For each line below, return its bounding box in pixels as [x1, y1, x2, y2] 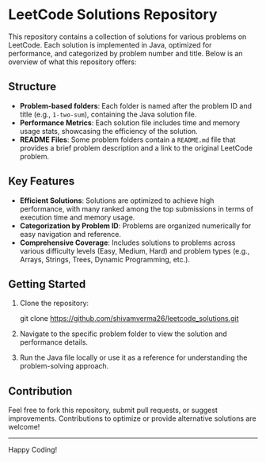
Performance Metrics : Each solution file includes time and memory [19, 117, 240, 128]
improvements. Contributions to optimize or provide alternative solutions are [8, 414, 256, 423]
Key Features [8, 174, 75, 188]
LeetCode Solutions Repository [8, 6, 218, 24]
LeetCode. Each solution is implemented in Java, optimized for [8, 40, 212, 49]
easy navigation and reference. [19, 229, 121, 239]
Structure [8, 80, 57, 94]
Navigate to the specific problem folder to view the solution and [19, 329, 227, 338]
